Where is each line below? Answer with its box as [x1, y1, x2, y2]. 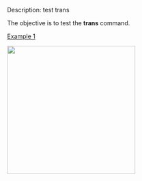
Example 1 [7, 32, 35, 40]
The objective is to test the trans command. [7, 19, 130, 27]
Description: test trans [7, 6, 70, 14]
